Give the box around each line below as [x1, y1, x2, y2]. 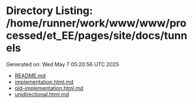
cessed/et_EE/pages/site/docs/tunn [6, 29, 188, 42]
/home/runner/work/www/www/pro [6, 16, 187, 30]
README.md [14, 72, 46, 79]
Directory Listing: [6, 4, 93, 18]
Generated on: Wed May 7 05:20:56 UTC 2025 [6, 60, 119, 68]
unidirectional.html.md [14, 91, 69, 98]
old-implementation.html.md [14, 84, 84, 91]
